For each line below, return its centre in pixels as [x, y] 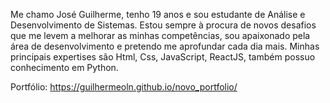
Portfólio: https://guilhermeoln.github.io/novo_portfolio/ [124, 87]
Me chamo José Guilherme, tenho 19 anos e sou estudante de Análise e [158, 14]
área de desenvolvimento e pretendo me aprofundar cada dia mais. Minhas [165, 46]
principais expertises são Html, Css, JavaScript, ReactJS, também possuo [163, 57]
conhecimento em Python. [64, 67]
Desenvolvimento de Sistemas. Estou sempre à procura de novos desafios [163, 25]
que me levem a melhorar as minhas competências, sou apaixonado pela [160, 35]
